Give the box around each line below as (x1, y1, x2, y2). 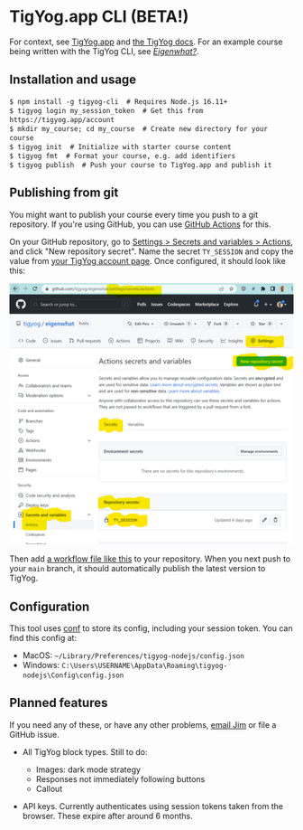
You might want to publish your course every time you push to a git (9, 209, 259, 220)
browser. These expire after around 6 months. (22, 810, 194, 821)
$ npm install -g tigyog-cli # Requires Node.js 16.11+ (9, 97, 228, 106)
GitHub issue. (9, 729, 60, 740)
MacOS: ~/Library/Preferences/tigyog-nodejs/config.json (22, 650, 245, 661)
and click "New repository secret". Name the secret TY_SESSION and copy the (9, 246, 294, 257)
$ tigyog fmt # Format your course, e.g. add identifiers (9, 151, 236, 160)
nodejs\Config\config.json (22, 671, 124, 680)
